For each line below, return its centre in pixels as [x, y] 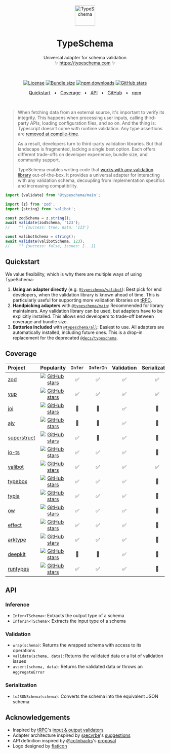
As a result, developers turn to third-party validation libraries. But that [90, 143]
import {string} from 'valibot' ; [40, 209]
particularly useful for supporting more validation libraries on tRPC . [82, 300]
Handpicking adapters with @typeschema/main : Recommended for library [88, 305]
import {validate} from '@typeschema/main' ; [53, 195]
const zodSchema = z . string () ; [38, 218]
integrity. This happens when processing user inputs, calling [80, 118]
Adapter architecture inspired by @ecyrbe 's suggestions [71, 735]
